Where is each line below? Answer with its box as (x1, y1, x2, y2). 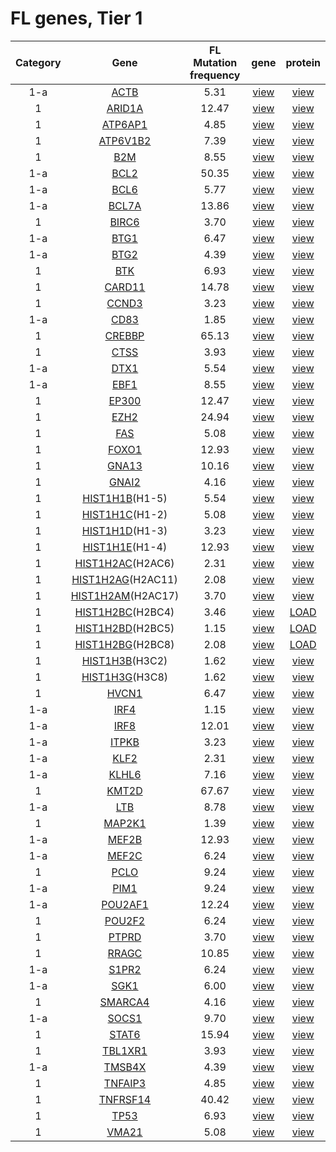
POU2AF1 (101, 897, 149, 911)
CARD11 (104, 280, 146, 294)
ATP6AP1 (101, 117, 148, 131)
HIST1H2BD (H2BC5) (74, 621, 175, 635)
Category (15, 55, 62, 69)
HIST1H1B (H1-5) (82, 491, 168, 505)
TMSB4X (103, 1060, 147, 1074)
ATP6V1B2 (98, 133, 152, 147)
